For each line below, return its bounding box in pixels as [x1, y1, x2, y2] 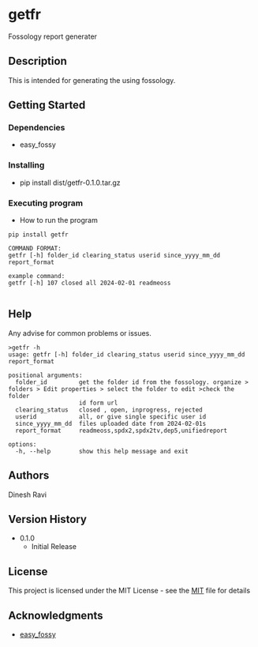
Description [8, 55, 67, 68]
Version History [8, 513, 87, 526]
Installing [8, 160, 45, 171]
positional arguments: [8, 371, 83, 379]
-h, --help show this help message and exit [15, 447, 189, 455]
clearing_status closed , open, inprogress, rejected [15, 405, 203, 414]
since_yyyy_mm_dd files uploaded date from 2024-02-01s [15, 419, 207, 427]
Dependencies [8, 122, 65, 134]
